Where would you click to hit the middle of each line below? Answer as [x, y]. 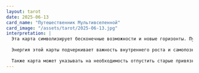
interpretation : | [29, 34]
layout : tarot [24, 11]
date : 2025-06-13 [28, 17]
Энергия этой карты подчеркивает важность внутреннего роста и [91, 50]
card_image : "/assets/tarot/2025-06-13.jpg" [62, 28]
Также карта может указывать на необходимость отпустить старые [92, 61]
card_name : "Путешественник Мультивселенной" [63, 22]
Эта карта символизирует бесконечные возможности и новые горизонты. [99, 39]
